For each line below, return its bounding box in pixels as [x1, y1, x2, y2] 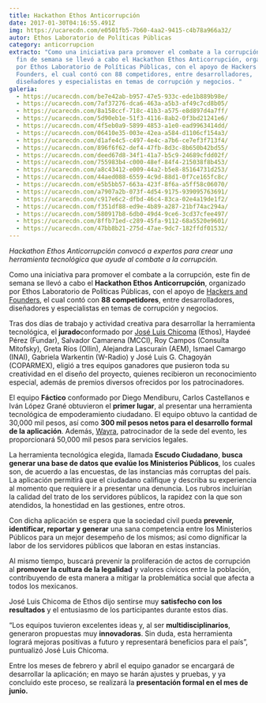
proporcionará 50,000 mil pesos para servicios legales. [9, 435, 189, 444]
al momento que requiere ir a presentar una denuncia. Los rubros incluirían [9, 483, 253, 493]
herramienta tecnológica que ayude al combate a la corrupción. [9, 254, 218, 264]
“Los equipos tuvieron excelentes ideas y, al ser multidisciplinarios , [9, 621, 231, 630]
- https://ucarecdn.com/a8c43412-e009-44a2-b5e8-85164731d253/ [16, 166, 228, 174]
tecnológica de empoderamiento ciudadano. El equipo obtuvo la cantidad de [9, 410, 257, 419]
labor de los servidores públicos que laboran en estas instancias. [9, 541, 220, 550]
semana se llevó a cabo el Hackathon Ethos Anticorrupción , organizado [9, 278, 246, 288]
